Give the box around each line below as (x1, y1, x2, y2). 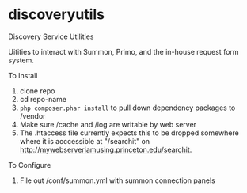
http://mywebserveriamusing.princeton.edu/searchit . (19, 145, 192, 154)
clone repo (19, 85, 55, 96)
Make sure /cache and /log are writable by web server (19, 119, 196, 129)
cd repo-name (19, 94, 67, 104)
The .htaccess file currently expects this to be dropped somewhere (19, 128, 239, 138)
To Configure (8, 160, 51, 169)
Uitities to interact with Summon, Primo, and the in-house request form (8, 47, 239, 56)
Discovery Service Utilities (8, 32, 94, 41)
